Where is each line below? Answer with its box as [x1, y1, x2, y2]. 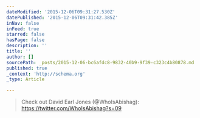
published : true [6, 65, 47, 71]
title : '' [6, 48, 32, 54]
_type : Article [6, 76, 45, 82]
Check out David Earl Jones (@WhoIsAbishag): [21, 98, 140, 106]
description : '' [6, 43, 47, 49]
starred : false [6, 31, 45, 38]
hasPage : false [6, 37, 45, 43]
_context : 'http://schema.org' [6, 71, 86, 77]
